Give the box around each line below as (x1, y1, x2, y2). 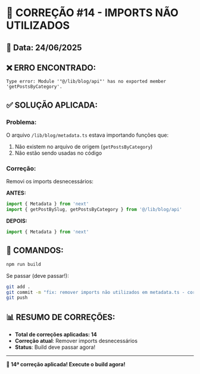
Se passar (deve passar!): (6, 272, 70, 279)
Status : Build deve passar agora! (14, 344, 96, 351)
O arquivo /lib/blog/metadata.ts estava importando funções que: (6, 131, 168, 139)
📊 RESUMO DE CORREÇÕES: (6, 312, 115, 322)
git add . (6, 284, 31, 290)
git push (6, 295, 28, 301)
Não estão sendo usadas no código (14, 149, 102, 157)
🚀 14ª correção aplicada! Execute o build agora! (6, 361, 126, 368)
